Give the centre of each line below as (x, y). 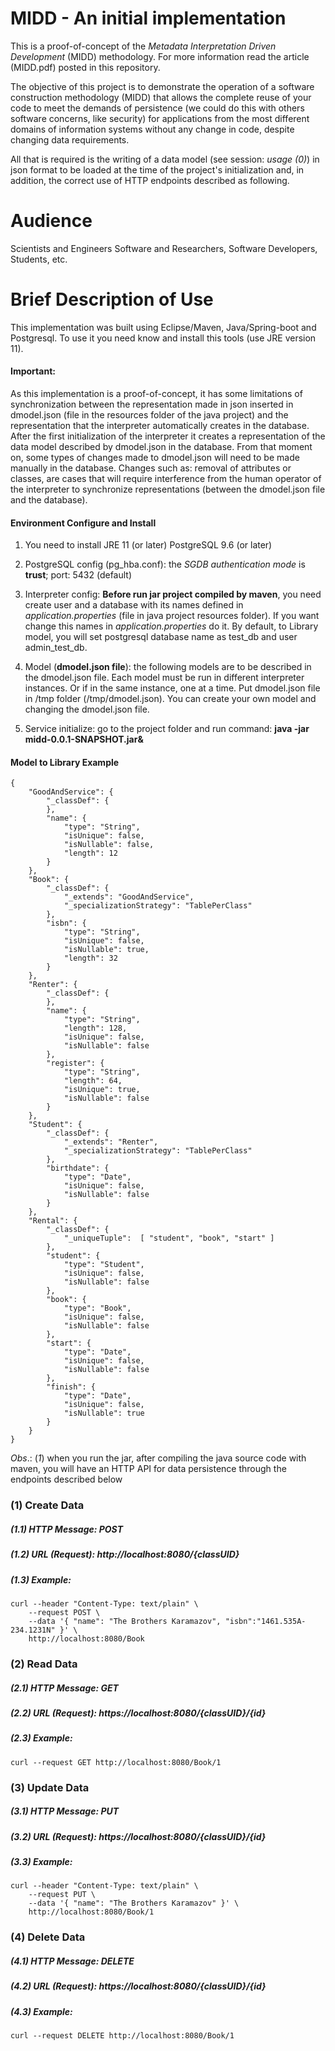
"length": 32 (90, 958)
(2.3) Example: (41, 1738)
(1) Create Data (47, 1505)
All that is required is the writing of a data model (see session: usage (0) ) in (165, 159)
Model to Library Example (65, 762)
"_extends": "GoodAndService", (129, 897)
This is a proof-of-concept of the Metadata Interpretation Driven (143, 46)
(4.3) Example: (41, 2011)
